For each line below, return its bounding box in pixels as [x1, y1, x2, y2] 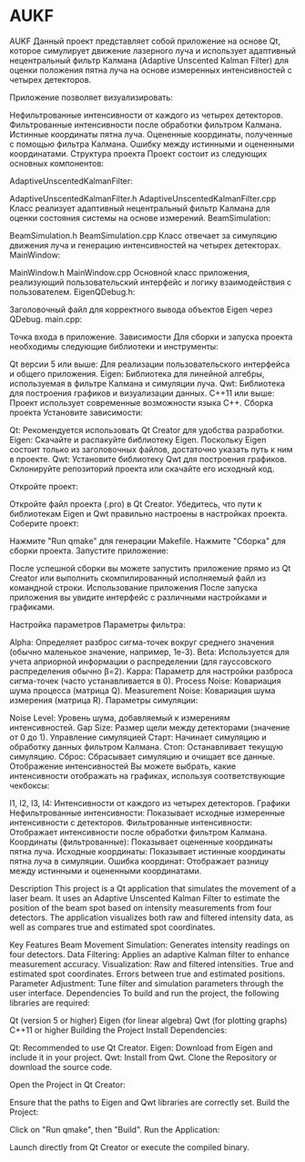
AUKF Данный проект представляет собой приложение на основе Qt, [9, 35, 280, 46]
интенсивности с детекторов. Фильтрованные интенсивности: [9, 816, 252, 828]
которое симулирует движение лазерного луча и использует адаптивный [9, 45, 297, 56]
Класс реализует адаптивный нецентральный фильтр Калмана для [9, 202, 270, 214]
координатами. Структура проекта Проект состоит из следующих [9, 147, 268, 159]
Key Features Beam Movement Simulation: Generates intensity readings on [9, 939, 290, 950]
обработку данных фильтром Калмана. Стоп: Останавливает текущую [9, 741, 284, 752]
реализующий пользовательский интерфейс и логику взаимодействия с [9, 277, 292, 288]
